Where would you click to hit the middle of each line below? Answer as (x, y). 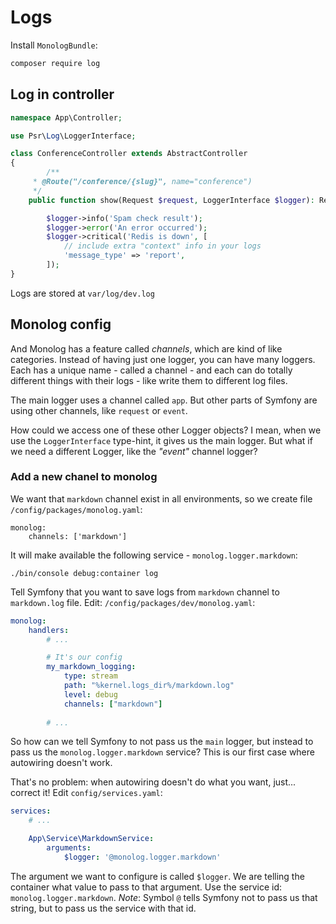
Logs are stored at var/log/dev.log (82, 293)
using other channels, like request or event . (99, 410)
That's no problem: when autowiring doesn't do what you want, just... (153, 782)
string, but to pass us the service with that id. (103, 908)
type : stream (90, 676)
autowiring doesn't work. (61, 763)
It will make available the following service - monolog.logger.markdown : (154, 555)
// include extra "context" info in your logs (162, 246)
